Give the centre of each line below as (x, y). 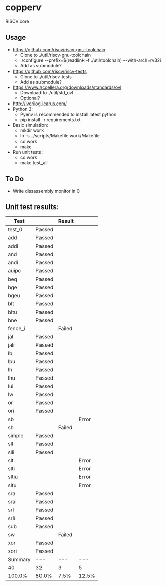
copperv (24, 7)
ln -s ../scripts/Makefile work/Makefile (60, 135)
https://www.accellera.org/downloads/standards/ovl (67, 87)
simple (16, 436)
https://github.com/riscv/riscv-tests (50, 71)
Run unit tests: (28, 152)
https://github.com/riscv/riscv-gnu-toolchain (59, 49)
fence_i (16, 329)
